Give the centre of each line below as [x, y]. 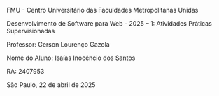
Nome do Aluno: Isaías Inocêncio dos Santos [71, 58]
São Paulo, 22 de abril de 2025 [51, 85]
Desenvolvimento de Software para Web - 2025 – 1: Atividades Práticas [109, 23]
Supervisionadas [31, 31]
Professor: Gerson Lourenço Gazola [58, 44]
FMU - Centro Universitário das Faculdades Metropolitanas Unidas [103, 10]
